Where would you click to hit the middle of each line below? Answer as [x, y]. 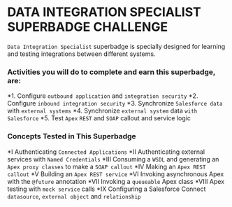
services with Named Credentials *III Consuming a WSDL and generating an [113, 159]
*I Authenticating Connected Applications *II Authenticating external [106, 152]
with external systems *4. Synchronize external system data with [102, 111]
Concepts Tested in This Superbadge [72, 136]
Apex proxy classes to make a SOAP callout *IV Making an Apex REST [107, 166]
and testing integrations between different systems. [81, 54]
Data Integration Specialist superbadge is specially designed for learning [116, 46]
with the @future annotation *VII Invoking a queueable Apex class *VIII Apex [116, 181]
